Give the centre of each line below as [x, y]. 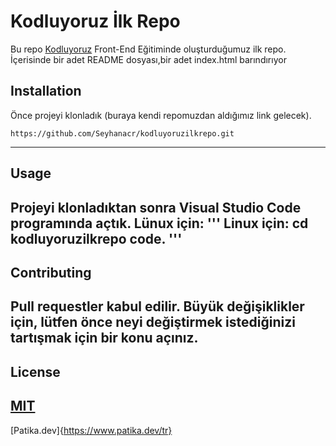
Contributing [51, 272]
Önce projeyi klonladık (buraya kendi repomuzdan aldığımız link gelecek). [161, 115]
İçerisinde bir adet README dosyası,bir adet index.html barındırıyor [148, 59]
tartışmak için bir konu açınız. [104, 338]
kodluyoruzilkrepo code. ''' [96, 238]
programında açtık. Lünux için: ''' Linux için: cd [159, 223]
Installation [46, 91]
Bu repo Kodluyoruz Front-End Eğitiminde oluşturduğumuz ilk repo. [148, 49]
